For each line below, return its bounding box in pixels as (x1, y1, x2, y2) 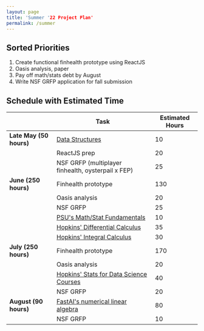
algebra (56, 305, 79, 313)
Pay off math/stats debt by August (15, 72, 101, 79)
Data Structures (56, 135, 101, 143)
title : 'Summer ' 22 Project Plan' (6, 15, 94, 21)
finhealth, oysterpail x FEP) (56, 166, 134, 175)
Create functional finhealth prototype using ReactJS (15, 59, 146, 66)
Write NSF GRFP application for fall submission (15, 78, 132, 85)
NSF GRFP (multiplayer (56, 159, 122, 167)
